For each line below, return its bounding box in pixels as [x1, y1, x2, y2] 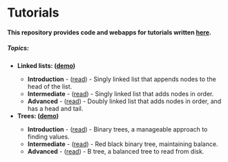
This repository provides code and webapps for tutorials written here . [7, 28, 212, 36]
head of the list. [27, 82, 73, 91]
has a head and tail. [27, 104, 84, 112]
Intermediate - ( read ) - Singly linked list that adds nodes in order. [27, 89, 214, 98]
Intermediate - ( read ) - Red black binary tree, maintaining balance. [27, 140, 218, 148]
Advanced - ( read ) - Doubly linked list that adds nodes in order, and [27, 97, 222, 105]
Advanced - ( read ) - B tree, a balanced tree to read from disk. [27, 147, 205, 155]
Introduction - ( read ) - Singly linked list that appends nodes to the [27, 75, 216, 83]
